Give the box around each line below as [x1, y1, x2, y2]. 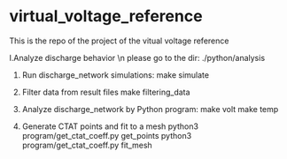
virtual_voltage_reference [9, 6, 203, 26]
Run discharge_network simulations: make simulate [21, 69, 210, 80]
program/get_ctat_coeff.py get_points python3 [21, 130, 192, 140]
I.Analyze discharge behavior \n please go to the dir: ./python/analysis [9, 52, 266, 63]
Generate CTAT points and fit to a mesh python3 [21, 121, 199, 132]
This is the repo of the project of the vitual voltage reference [9, 35, 229, 46]
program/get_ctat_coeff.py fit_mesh [21, 140, 152, 150]
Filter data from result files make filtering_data [21, 87, 190, 97]
